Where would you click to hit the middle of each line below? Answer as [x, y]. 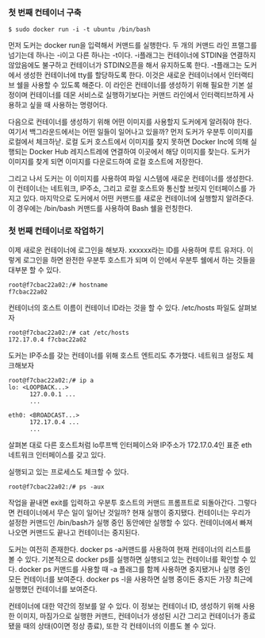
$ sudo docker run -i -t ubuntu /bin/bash [79, 29]
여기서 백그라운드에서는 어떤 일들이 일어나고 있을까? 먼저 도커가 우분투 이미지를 [131, 132]
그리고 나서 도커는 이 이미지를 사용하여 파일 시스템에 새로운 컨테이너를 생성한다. [131, 179]
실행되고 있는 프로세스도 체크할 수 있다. [69, 472]
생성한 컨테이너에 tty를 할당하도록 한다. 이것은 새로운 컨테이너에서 [125, 75]
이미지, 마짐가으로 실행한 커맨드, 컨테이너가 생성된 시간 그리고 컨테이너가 [129, 616]
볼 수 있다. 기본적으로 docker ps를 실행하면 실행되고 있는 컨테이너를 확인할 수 [128, 559]
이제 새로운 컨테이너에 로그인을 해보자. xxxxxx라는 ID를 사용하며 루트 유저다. [127, 250]
